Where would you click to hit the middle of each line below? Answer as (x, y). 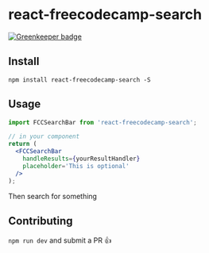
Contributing (41, 221)
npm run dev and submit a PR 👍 (60, 240)
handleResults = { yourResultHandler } (81, 159)
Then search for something (53, 196)
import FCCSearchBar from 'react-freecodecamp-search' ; (103, 122)
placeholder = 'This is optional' (76, 166)
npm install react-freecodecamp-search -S (79, 80)
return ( (23, 144)
